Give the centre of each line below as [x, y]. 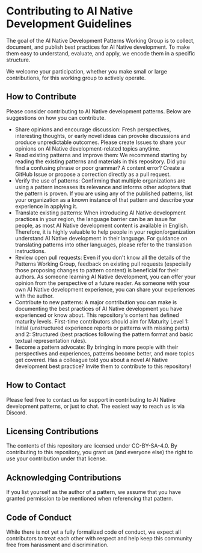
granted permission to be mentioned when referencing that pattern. [90, 499]
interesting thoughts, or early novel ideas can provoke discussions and [103, 136]
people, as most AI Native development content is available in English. [102, 225]
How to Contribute [41, 97]
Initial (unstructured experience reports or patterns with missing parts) [102, 328]
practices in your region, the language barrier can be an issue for [95, 219]
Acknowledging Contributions [64, 477]
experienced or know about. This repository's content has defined [97, 315]
